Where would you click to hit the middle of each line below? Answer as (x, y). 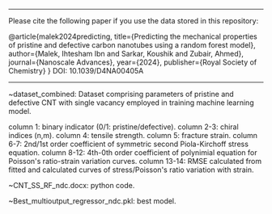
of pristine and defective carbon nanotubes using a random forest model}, (132, 45)
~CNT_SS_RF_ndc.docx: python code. (72, 185)
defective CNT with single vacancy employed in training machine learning (131, 103)
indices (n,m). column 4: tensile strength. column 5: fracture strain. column (133, 135)
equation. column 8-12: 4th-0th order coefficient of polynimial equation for (133, 153)
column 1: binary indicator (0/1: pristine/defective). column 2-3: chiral (123, 127)
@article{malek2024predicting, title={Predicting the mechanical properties (133, 36)
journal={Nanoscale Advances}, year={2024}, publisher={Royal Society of (133, 62)
